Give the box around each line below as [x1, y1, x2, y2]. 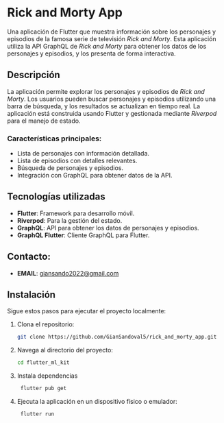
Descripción [7, 69, 60, 81]
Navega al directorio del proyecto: [16, 346, 113, 354]
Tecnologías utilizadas [7, 191, 105, 203]
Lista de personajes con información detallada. [16, 149, 149, 158]
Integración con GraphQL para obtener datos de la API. [16, 171, 173, 180]
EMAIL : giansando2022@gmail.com [16, 269, 119, 277]
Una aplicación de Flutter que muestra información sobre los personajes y [7, 27, 216, 36]
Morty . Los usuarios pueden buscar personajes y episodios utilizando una [7, 95, 216, 103]
